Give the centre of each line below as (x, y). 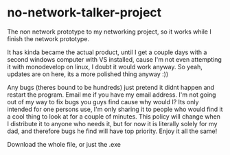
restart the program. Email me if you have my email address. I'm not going (112, 95)
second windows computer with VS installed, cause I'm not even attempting (114, 59)
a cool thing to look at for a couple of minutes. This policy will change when (114, 116)
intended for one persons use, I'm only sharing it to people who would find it (115, 109)
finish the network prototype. (48, 38)
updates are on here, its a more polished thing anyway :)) (88, 74)
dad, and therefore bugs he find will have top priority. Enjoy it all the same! (112, 131)
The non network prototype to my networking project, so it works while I (109, 32)
